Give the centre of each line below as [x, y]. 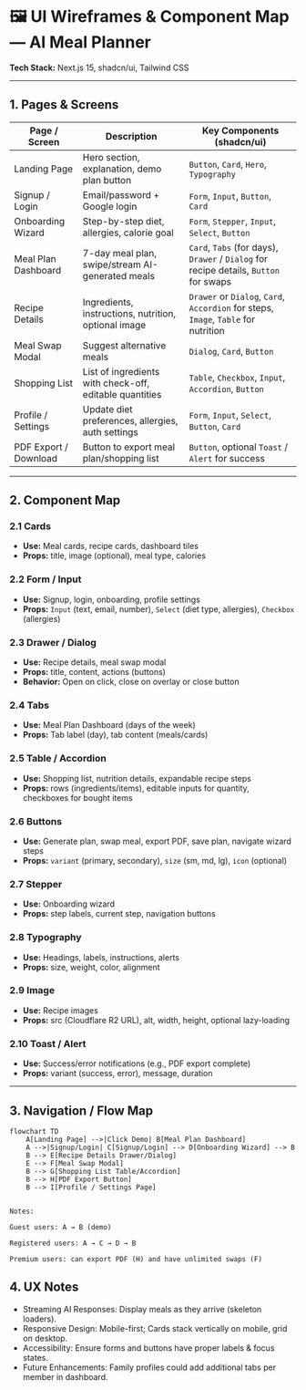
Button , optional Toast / [239, 447]
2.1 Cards [31, 526]
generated [105, 275]
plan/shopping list [121, 458]
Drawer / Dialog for [229, 258]
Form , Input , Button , [230, 196]
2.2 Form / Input [46, 579]
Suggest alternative [124, 345]
